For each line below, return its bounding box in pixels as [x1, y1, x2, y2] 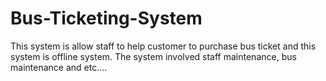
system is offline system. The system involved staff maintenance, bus [10, 50, 297, 62]
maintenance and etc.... [10, 61, 108, 73]
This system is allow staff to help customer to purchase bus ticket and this [10, 40, 317, 52]
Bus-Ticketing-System [10, 7, 203, 30]
